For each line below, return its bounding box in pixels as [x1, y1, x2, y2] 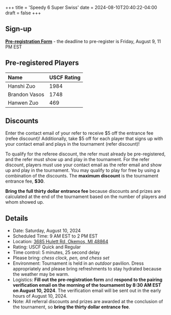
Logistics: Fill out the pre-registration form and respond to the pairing [12, 277, 162, 283]
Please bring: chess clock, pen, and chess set [12, 255, 110, 261]
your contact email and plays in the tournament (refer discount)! [5, 141, 140, 147]
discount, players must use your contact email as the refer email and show [5, 162, 162, 168]
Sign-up [5, 25, 32, 33]
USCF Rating [49, 74, 81, 81]
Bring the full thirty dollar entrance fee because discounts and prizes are [5, 188, 161, 194]
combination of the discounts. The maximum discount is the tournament [5, 173, 159, 179]
